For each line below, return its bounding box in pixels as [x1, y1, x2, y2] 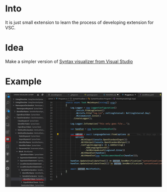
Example [5, 76, 42, 87]
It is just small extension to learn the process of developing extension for [5, 19, 154, 25]
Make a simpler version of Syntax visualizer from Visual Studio [5, 58, 133, 64]
